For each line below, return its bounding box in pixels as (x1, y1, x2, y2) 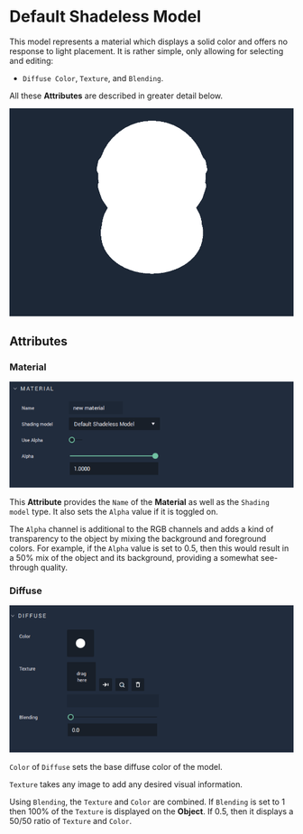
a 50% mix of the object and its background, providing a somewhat (9, 552, 259, 563)
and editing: (9, 55, 54, 66)
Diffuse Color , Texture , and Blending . (22, 72, 164, 83)
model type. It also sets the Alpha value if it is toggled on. (9, 506, 218, 517)
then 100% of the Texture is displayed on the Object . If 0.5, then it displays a (9, 805, 294, 817)
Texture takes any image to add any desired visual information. (9, 778, 243, 790)
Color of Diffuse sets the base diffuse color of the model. (9, 761, 223, 772)
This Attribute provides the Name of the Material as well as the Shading (9, 496, 271, 507)
